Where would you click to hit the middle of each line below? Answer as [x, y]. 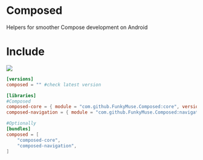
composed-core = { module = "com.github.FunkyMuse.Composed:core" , [93, 107]
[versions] [20, 79]
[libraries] [21, 95]
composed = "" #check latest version [54, 85]
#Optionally [21, 123]
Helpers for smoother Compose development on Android [77, 27]
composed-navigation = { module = [50, 112]
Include [26, 52]
